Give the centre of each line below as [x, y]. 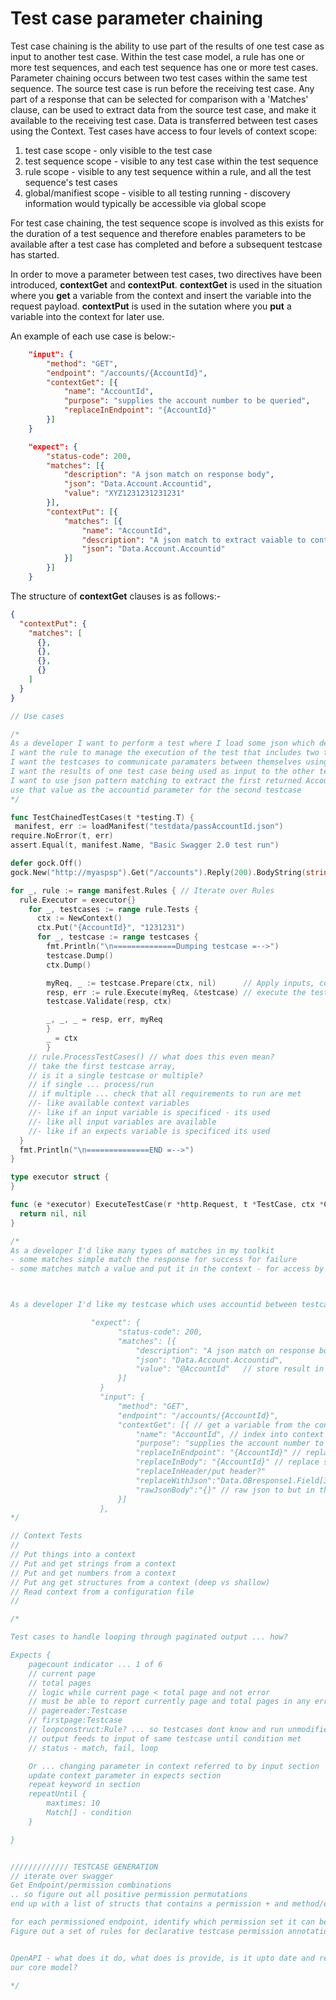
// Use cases [37, 716]
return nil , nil [53, 1213]
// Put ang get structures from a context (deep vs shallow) [140, 1582]
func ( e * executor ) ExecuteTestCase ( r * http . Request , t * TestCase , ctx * [167, 1205]
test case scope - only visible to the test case [118, 150]
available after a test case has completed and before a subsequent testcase [166, 244]
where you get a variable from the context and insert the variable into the [161, 295]
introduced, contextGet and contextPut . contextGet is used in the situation [166, 284]
